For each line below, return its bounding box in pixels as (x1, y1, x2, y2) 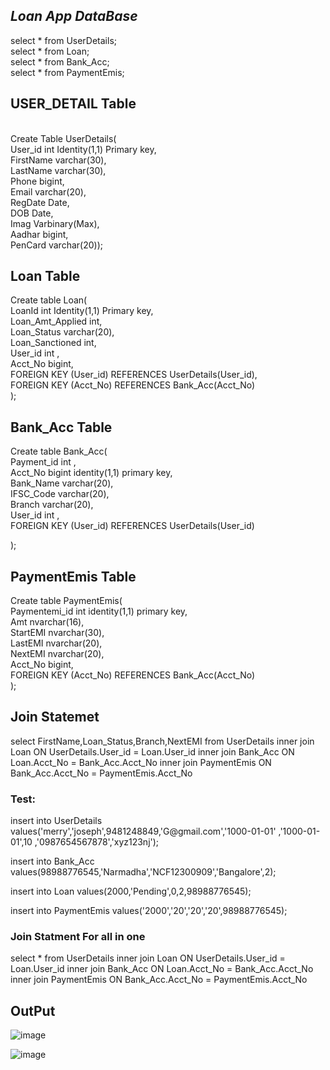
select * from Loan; (10, 45, 90, 57)
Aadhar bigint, (10, 228, 69, 240)
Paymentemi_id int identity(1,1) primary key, (10, 605, 188, 618)
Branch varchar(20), (10, 499, 94, 511)
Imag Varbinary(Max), (10, 217, 100, 229)
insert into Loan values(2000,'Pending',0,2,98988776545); (10, 885, 252, 898)
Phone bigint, (10, 175, 65, 187)
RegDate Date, (10, 196, 70, 208)
